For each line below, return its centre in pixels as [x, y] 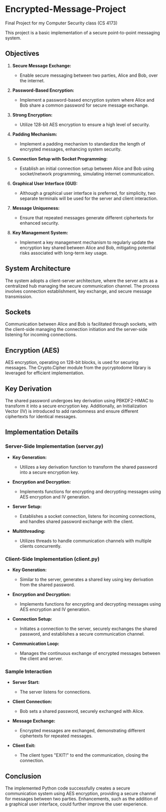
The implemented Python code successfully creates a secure [68, 788]
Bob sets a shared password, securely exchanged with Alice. [82, 711]
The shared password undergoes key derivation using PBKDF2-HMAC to [79, 401]
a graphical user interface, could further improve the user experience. [76, 804]
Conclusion [23, 776]
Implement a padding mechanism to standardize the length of [83, 144]
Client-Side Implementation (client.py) [53, 559]
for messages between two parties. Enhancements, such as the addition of [82, 799]
